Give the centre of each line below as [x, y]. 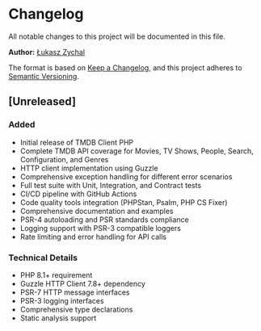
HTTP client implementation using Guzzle [89, 168]
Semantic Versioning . [44, 76]
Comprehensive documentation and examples [97, 211]
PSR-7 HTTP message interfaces [75, 292]
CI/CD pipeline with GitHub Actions [78, 194]
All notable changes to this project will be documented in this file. [117, 36]
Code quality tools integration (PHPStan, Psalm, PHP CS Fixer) [124, 202]
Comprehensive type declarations [76, 309]
